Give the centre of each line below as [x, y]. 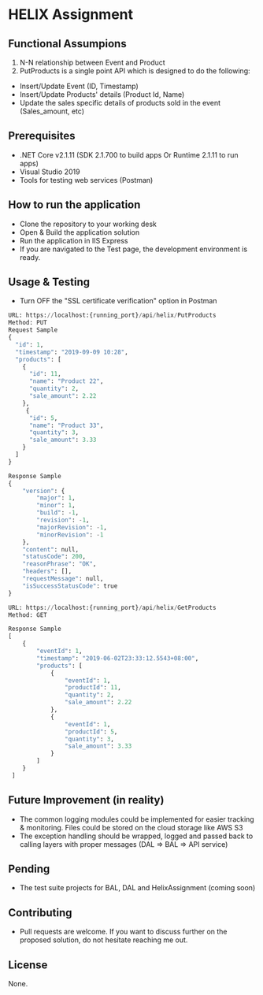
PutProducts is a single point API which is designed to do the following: [135, 71]
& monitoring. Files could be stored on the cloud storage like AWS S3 [131, 827]
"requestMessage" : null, [63, 579]
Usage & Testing [49, 282]
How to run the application [74, 205]
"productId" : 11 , [93, 688]
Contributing [40, 913]
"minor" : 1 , [56, 506]
